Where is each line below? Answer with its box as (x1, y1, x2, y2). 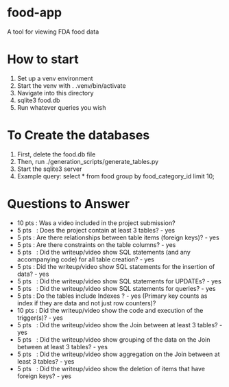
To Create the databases (7, 128, 150, 143)
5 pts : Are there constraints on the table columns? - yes (16, 240, 176, 248)
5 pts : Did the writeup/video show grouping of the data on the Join (16, 335, 210, 344)
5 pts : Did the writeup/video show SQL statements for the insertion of (16, 262, 215, 270)
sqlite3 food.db (16, 96, 60, 104)
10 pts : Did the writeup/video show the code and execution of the (16, 306, 204, 314)
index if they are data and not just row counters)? (16, 298, 156, 307)
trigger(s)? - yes (16, 314, 63, 322)
